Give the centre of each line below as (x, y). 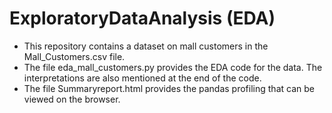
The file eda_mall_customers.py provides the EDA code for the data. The (173, 67)
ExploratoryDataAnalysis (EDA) (142, 18)
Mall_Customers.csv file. (74, 56)
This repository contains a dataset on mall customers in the (146, 46)
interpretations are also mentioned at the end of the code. (142, 78)
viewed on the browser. (72, 99)
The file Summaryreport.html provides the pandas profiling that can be (169, 88)
